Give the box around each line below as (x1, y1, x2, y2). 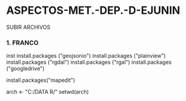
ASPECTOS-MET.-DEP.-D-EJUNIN (6, 4, 181, 17)
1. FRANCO (6, 38, 39, 47)
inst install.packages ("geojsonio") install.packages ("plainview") (6, 52, 166, 60)
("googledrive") (6, 65, 45, 72)
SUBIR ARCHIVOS (6, 23, 51, 31)
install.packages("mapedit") (6, 76, 76, 84)
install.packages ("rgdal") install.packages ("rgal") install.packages (6, 58, 172, 66)
